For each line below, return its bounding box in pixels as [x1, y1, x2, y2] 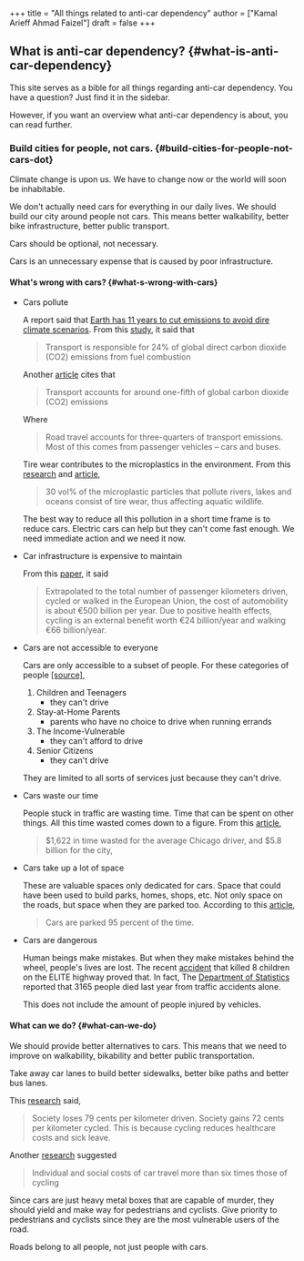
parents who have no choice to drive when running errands [49, 717, 272, 727]
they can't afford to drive [49, 736, 144, 747]
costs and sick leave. [31, 1132, 111, 1143]
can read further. [9, 118, 73, 130]
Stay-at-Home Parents [35, 707, 121, 717]
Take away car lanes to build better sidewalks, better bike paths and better [9, 1067, 289, 1078]
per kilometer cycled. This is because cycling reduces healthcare [31, 1122, 277, 1133]
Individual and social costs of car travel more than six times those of [31, 1167, 289, 1178]
